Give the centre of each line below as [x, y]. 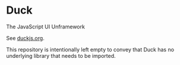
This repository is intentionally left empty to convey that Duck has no [90, 49]
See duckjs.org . [25, 38]
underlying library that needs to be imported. [61, 56]
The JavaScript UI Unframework [45, 27]
